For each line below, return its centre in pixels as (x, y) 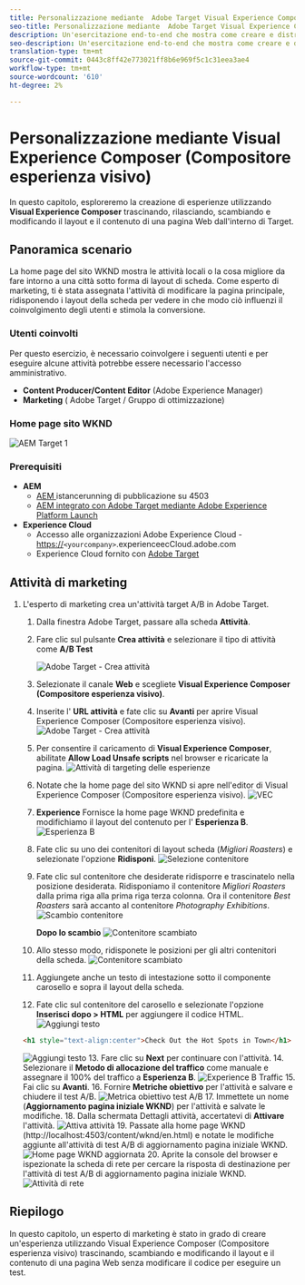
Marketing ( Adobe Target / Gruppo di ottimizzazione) (123, 399)
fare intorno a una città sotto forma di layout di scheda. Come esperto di (144, 281)
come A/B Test (64, 649)
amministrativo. (38, 372)
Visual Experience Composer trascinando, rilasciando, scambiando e (140, 211)
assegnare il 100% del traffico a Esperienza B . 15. (159, 1077)
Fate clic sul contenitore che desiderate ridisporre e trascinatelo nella (165, 877)
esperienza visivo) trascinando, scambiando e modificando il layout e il (142, 1252)
